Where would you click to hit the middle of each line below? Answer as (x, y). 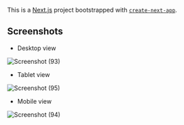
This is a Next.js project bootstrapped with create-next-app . (92, 10)
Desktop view (37, 48)
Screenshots (35, 31)
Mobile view (34, 101)
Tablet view (33, 74)
